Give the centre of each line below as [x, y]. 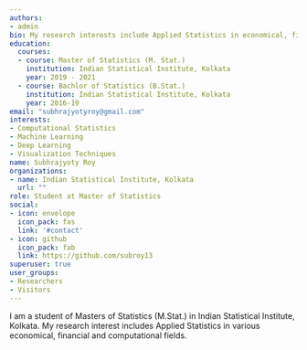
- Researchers [37, 281]
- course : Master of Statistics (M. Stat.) [101, 60]
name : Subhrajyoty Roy [53, 162]
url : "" [32, 188]
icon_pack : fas [47, 222]
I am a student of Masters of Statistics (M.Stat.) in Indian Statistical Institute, [152, 315]
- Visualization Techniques [63, 154]
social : [24, 205]
